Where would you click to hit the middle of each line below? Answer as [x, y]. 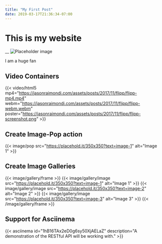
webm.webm [18, 109]
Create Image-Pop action [44, 134]
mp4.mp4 [15, 98]
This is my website [43, 38]
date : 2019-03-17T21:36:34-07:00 [39, 14]
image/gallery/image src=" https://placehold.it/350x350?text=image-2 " [76, 188]
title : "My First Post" [29, 9]
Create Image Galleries [40, 166]
